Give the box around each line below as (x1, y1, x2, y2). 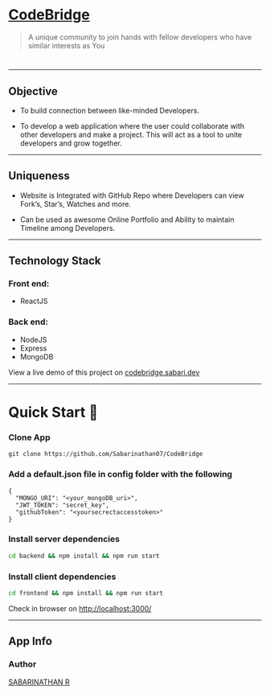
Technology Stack (8, 254, 101, 268)
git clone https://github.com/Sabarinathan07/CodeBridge (8, 450, 203, 458)
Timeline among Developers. (19, 223, 116, 232)
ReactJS (19, 296, 48, 306)
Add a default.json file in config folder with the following (8, 469, 233, 480)
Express (19, 343, 47, 353)
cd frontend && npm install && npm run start (8, 589, 163, 597)
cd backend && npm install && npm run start (8, 552, 160, 560)
